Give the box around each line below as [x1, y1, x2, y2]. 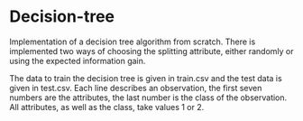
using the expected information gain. [9, 55, 146, 66]
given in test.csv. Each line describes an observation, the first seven [9, 82, 262, 93]
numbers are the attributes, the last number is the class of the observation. [9, 92, 288, 103]
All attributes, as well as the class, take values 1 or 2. [9, 101, 205, 112]
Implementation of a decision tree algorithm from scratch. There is [9, 36, 256, 47]
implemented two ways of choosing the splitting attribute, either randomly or [9, 45, 295, 56]
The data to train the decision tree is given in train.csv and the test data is [9, 72, 282, 83]
